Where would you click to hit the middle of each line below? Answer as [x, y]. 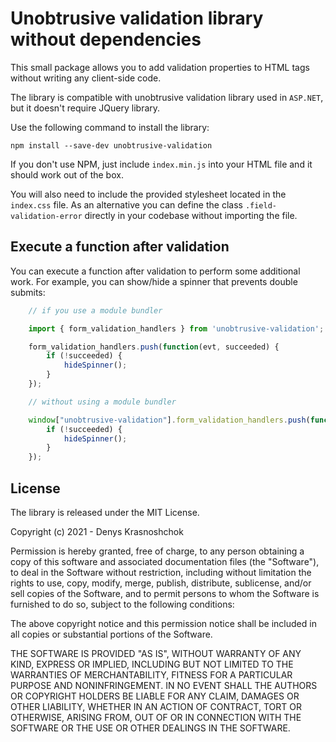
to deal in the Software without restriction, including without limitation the [161, 572]
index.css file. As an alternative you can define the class [126, 204]
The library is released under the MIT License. [105, 512]
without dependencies [106, 39]
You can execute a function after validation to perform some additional [155, 271]
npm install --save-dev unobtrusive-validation [111, 145]
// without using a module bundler [102, 402]
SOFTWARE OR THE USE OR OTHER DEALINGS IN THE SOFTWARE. [150, 728]
